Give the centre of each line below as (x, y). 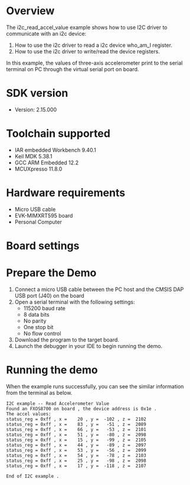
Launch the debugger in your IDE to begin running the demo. (89, 346)
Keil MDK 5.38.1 (33, 156)
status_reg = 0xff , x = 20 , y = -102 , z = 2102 (76, 419)
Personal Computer (38, 222)
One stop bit (38, 327)
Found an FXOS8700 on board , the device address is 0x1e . (82, 409)
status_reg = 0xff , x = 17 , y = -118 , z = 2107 (76, 466)
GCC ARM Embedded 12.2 (46, 162)
